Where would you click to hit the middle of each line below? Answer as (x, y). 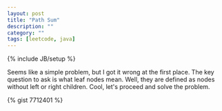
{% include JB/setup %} (41, 59)
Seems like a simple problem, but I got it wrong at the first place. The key (111, 72)
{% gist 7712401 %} (35, 100)
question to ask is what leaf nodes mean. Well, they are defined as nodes (111, 79)
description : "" (30, 26)
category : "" (26, 33)
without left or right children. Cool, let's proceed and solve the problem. (109, 87)
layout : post (26, 13)
